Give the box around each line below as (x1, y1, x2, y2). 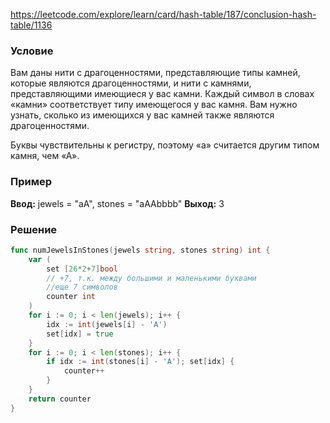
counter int (46, 292, 97, 302)
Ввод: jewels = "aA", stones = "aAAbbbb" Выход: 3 (10, 197, 225, 209)
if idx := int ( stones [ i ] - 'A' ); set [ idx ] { (46, 357, 235, 367)
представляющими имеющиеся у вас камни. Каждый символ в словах (10, 88, 315, 100)
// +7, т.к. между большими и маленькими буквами (46, 273, 257, 283)
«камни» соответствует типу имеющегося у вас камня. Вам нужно (10, 99, 298, 111)
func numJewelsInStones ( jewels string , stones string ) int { (10, 245, 271, 255)
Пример (10, 175, 53, 189)
